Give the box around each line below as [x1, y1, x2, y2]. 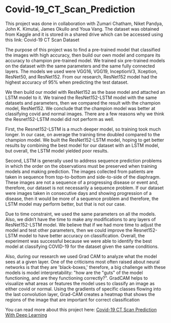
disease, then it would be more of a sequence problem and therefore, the [5, 195, 159, 202]
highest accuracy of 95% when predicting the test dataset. [5, 79, 129, 85]
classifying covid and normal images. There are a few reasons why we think [5, 111, 164, 117]
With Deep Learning [5, 312, 47, 318]
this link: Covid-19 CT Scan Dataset [5, 37, 80, 43]
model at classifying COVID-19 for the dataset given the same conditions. [5, 243, 159, 250]
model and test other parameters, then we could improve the [5, 227, 133, 233]
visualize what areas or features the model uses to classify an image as [5, 280, 155, 286]
